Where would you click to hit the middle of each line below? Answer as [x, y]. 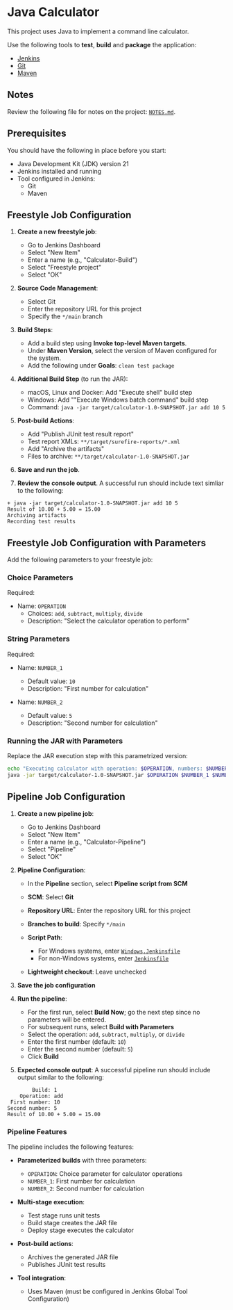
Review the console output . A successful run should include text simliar [120, 483]
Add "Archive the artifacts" [66, 449]
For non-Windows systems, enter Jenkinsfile [103, 958]
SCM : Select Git [51, 896]
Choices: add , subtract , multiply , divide [85, 614]
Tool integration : [41, 1278]
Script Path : [45, 937]
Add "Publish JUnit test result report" [80, 434]
